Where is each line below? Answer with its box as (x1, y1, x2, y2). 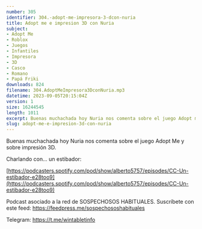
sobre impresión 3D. (6, 144, 57, 151)
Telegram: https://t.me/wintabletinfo (6, 216, 96, 224)
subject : (6, 25, 28, 32)
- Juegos (6, 43, 28, 49)
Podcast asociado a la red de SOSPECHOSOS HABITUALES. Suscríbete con (6, 198, 194, 205)
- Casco (6, 64, 26, 71)
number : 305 (6, 8, 36, 15)
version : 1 (6, 98, 34, 104)
